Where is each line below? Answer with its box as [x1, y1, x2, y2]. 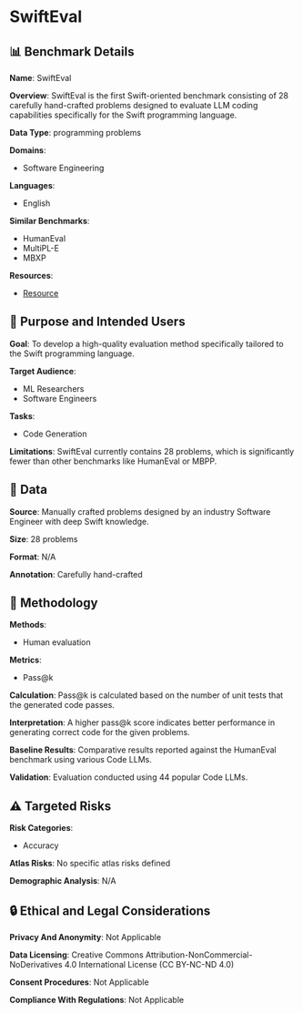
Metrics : [9, 654, 43, 666]
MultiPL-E [22, 243, 59, 253]
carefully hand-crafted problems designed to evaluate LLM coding [9, 100, 258, 110]
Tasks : [9, 410, 35, 421]
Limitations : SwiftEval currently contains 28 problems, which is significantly [9, 446, 295, 456]
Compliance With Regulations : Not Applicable [9, 995, 185, 1006]
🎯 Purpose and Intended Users [9, 314, 186, 330]
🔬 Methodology [9, 595, 98, 611]
